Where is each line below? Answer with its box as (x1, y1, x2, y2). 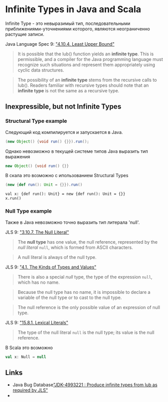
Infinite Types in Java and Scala (5, 4, 142, 15)
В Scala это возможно (5, 344, 53, 351)
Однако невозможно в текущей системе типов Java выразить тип (5, 148, 148, 154)
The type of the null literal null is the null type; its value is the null (17, 329, 154, 336)
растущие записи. (5, 31, 45, 37)
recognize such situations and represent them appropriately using (17, 61, 155, 68)
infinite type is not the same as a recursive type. (17, 87, 120, 93)
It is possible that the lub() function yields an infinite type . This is (17, 51, 154, 57)
